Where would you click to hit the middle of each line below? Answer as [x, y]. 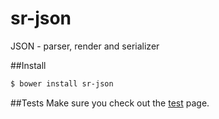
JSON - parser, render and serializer [85, 46]
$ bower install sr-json [62, 83]
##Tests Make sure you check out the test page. [110, 103]
